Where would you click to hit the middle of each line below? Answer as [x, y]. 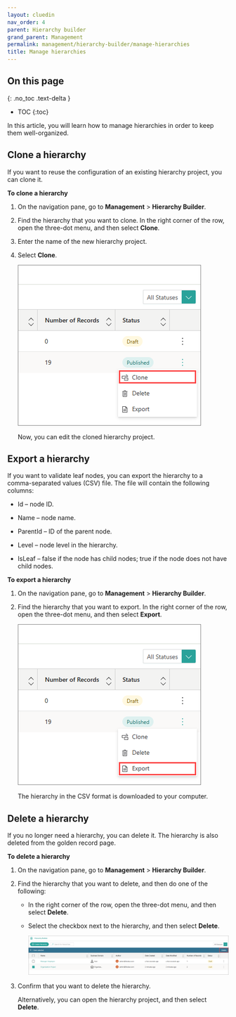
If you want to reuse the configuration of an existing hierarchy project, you [115, 171]
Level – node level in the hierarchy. [67, 545]
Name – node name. [46, 518]
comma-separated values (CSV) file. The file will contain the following [109, 483]
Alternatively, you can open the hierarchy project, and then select [112, 999]
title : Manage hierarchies [47, 52]
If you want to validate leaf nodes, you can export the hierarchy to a [105, 476]
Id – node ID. [35, 504]
